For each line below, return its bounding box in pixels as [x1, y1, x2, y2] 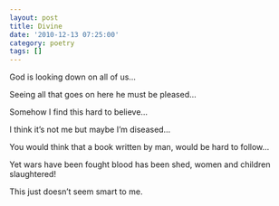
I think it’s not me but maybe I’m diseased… [9, 124, 171, 136]
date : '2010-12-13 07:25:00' [9, 30, 120, 39]
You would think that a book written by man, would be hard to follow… [9, 142, 270, 153]
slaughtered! [9, 169, 57, 180]
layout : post [9, 13, 59, 23]
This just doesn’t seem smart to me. [9, 186, 143, 197]
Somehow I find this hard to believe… [9, 107, 148, 117]
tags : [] [9, 47, 43, 56]
